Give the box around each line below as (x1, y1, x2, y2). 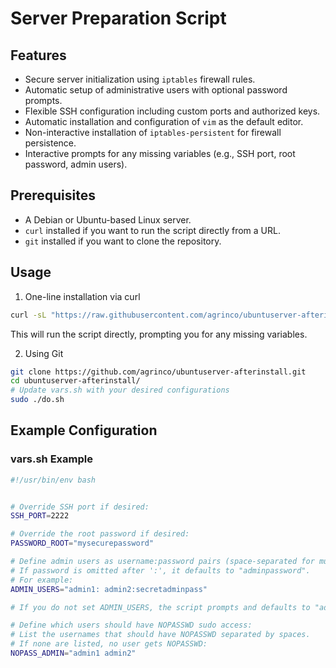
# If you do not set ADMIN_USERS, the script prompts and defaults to (10, 602, 311, 612)
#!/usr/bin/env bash (10, 475, 97, 485)
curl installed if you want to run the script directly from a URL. (24, 224, 281, 236)
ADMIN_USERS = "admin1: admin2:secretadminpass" (10, 584, 208, 594)
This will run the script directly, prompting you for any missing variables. (10, 328, 308, 340)
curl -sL (10, 310, 47, 320)
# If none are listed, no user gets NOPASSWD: (10, 639, 208, 649)
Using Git (24, 347, 64, 359)
